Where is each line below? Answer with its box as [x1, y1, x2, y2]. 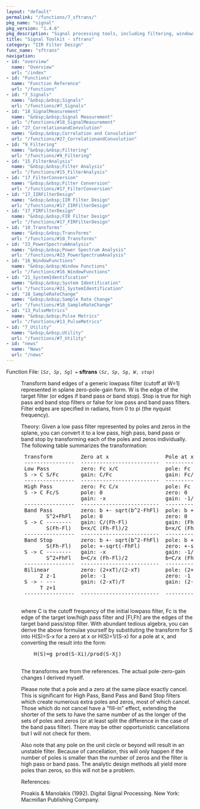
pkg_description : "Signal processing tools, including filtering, [6, 31, 174, 37]
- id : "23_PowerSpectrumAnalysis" [6, 241, 92, 247]
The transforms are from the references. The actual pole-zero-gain [21, 667, 186, 674]
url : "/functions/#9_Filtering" [11, 152, 92, 158]
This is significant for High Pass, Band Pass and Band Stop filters [21, 692, 180, 699]
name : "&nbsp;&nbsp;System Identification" [11, 280, 121, 286]
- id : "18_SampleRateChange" [6, 291, 79, 297]
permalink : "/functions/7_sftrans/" [6, 14, 97, 20]
